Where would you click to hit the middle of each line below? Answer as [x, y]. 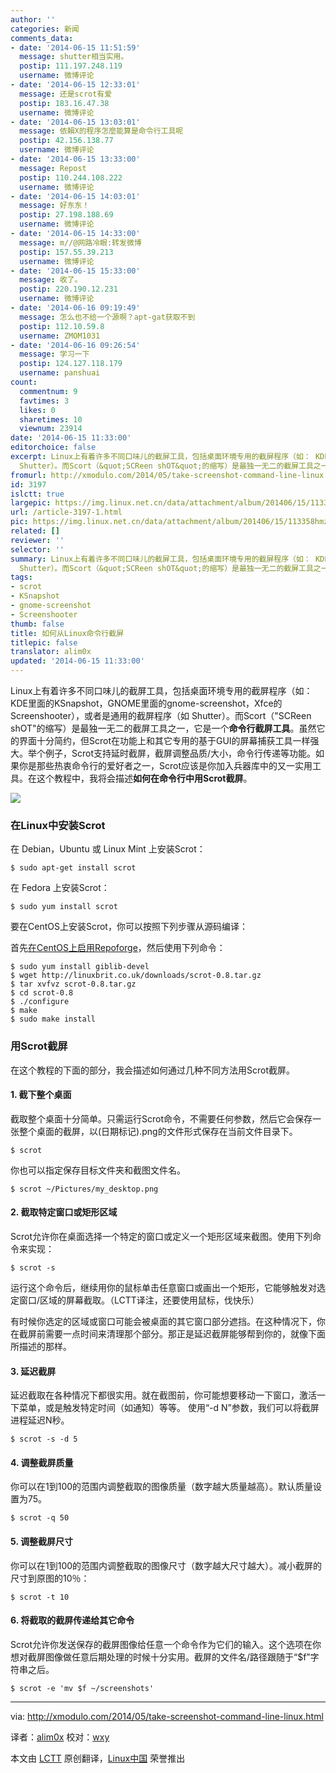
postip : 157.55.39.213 [66, 252]
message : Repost [53, 168]
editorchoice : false [53, 447]
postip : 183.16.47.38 [64, 103]
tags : [21, 577]
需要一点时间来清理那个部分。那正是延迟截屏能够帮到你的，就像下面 [185, 1334]
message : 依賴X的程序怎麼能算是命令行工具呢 [101, 131]
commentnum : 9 [48, 391]
